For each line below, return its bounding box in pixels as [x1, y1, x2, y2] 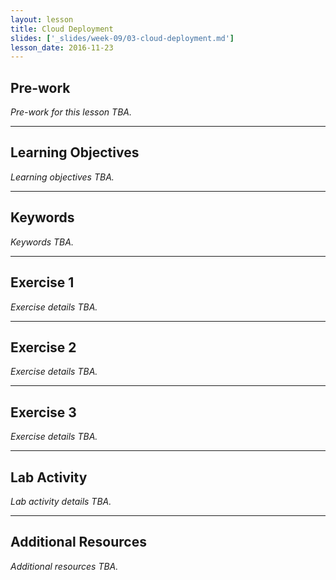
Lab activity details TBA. [10, 495, 112, 507]
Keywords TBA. [10, 236, 74, 248]
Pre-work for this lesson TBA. [10, 106, 132, 118]
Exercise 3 [10, 404, 77, 421]
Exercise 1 [10, 274, 75, 291]
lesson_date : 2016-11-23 [10, 42, 114, 53]
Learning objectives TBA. [10, 171, 115, 183]
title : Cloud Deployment [10, 24, 114, 34]
